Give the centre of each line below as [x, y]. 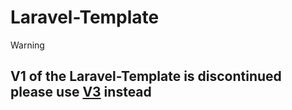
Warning [27, 45]
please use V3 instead [81, 92]
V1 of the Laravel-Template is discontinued [146, 76]
